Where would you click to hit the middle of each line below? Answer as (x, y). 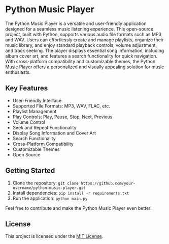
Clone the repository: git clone (45, 183)
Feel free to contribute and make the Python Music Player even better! (79, 208)
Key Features (27, 88)
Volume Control (29, 122)
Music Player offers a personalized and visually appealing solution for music (85, 67)
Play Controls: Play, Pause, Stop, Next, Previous (62, 117)
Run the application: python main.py (50, 198)
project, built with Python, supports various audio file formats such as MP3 (83, 34)
